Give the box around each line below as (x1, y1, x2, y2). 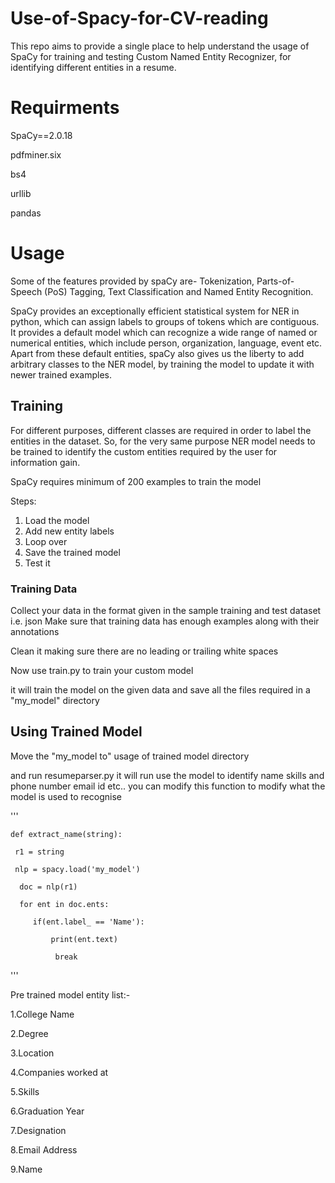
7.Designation (10, 1124, 67, 1136)
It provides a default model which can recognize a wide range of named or (10, 326, 318, 338)
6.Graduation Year (10, 1105, 85, 1117)
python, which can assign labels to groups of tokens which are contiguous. (10, 315, 320, 327)
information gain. (10, 456, 81, 468)
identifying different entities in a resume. (10, 61, 177, 73)
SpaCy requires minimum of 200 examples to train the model (10, 475, 262, 487)
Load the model (24, 514, 90, 526)
